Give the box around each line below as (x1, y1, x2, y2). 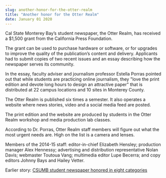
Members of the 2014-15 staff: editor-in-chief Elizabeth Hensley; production (5, 141, 161, 147)
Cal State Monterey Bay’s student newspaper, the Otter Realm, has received (5, 30, 161, 36)
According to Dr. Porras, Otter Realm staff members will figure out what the (5, 126, 160, 132)
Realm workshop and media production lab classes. (5, 117, 111, 123)
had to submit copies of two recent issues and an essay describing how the (5, 56, 161, 62)
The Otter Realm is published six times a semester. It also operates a (5, 96, 146, 102)
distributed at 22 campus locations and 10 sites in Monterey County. (5, 87, 145, 93)
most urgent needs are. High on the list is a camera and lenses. (5, 132, 135, 138)
